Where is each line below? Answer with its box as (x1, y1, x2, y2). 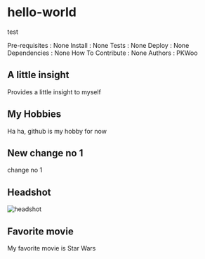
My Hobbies (7, 108, 62, 120)
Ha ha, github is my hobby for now (7, 127, 107, 135)
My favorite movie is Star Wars (7, 244, 96, 252)
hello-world (7, 4, 77, 20)
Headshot (7, 186, 51, 198)
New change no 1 (7, 147, 84, 159)
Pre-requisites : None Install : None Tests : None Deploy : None (7, 41, 190, 49)
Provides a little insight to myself (7, 87, 102, 96)
